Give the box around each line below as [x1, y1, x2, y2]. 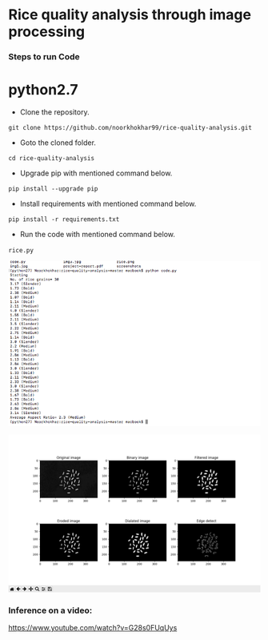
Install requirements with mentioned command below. [19, 199, 197, 209]
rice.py [8, 247, 34, 255]
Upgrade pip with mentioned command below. [19, 168, 173, 178]
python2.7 [8, 81, 78, 99]
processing [8, 22, 86, 41]
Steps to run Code [8, 51, 80, 62]
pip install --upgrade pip [8, 185, 98, 193]
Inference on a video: [8, 605, 93, 616]
